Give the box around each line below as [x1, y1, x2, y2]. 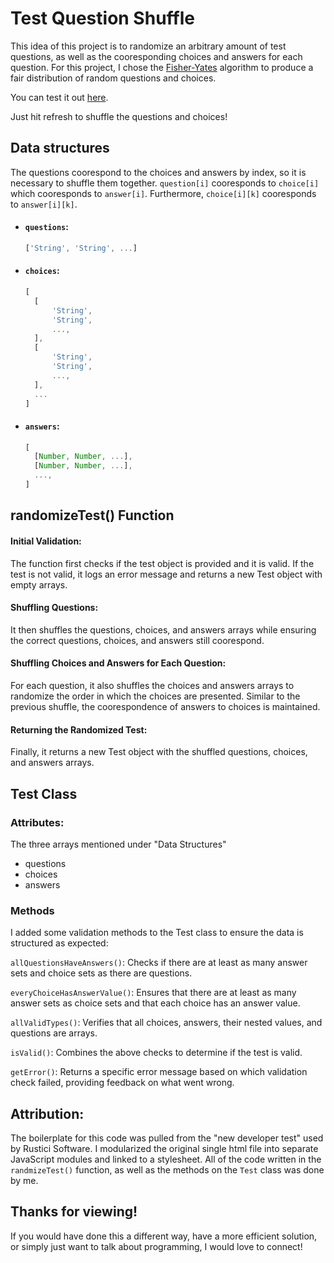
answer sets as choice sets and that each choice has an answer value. [10, 997, 301, 1009]
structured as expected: [10, 937, 109, 949]
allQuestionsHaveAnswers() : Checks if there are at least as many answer [10, 957, 308, 969]
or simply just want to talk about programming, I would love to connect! [10, 1240, 303, 1252]
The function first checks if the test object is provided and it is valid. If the [10, 557, 315, 569]
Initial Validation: [10, 535, 82, 547]
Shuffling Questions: [10, 602, 99, 614]
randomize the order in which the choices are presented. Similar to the [10, 690, 301, 702]
